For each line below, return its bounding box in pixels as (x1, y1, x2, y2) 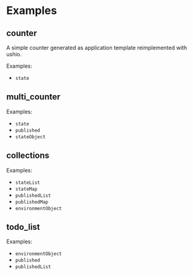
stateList (15, 179, 41, 186)
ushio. (6, 51, 22, 58)
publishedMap (15, 199, 49, 205)
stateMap (15, 186, 38, 192)
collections (6, 150, 50, 161)
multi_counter (6, 92, 61, 102)
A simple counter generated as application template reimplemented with (6, 44, 188, 51)
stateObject (15, 133, 46, 140)
